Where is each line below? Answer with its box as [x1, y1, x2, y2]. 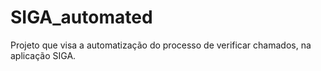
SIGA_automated [10, 6, 153, 29]
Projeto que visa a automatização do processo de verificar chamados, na [10, 39, 312, 51]
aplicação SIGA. [10, 49, 77, 61]
